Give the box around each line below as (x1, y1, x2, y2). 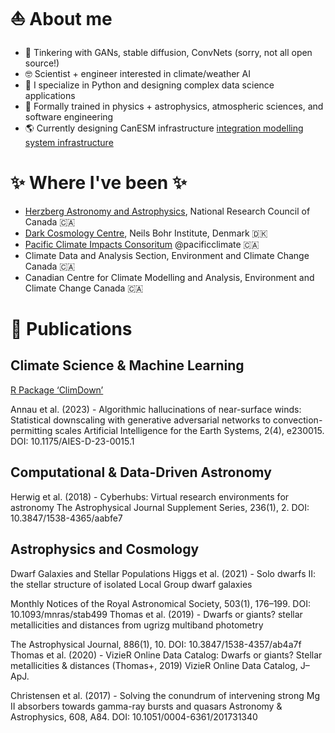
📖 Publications (10, 318, 133, 341)
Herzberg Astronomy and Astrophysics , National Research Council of (24, 205, 311, 217)
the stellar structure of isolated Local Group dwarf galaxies (10, 578, 253, 590)
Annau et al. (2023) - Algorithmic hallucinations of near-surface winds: (10, 403, 302, 415)
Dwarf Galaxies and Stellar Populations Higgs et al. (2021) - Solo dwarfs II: (10, 567, 317, 579)
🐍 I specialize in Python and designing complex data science (24, 79, 275, 91)
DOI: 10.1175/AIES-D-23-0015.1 (10, 435, 135, 447)
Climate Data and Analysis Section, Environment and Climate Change (24, 249, 310, 261)
